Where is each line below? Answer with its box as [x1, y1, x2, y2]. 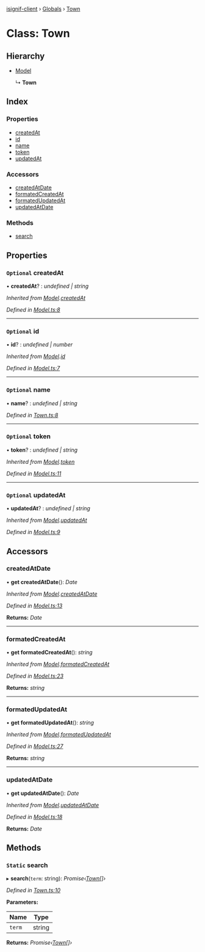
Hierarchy [6, 51, 45, 61]
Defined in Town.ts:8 [6, 411, 59, 419]
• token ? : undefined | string [6, 446, 78, 453]
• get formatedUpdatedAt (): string [6, 719, 95, 727]
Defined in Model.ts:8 [6, 306, 60, 313]
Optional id [6, 327, 40, 335]
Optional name [6, 386, 51, 394]
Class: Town [6, 27, 70, 40]
